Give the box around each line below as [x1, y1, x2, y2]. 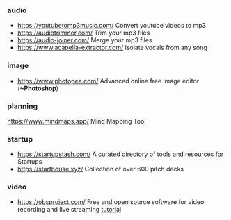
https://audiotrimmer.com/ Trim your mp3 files [17, 28, 150, 37]
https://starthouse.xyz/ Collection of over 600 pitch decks [17, 165, 184, 174]
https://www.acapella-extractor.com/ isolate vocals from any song [17, 44, 207, 52]
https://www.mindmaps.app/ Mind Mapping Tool [7, 117, 146, 125]
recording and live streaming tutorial [17, 205, 122, 214]
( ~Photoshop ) [17, 84, 59, 92]
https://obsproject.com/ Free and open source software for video [17, 198, 205, 206]
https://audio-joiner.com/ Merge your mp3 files [17, 36, 152, 44]
